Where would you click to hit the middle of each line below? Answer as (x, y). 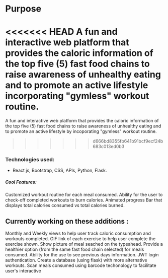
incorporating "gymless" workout (77, 96)
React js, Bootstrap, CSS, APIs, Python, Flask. (60, 170)
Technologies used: (30, 160)
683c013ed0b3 (109, 147)
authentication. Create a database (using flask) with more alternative (76, 260)
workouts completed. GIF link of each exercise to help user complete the (80, 239)
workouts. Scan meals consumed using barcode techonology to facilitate (81, 265)
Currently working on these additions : (67, 221)
